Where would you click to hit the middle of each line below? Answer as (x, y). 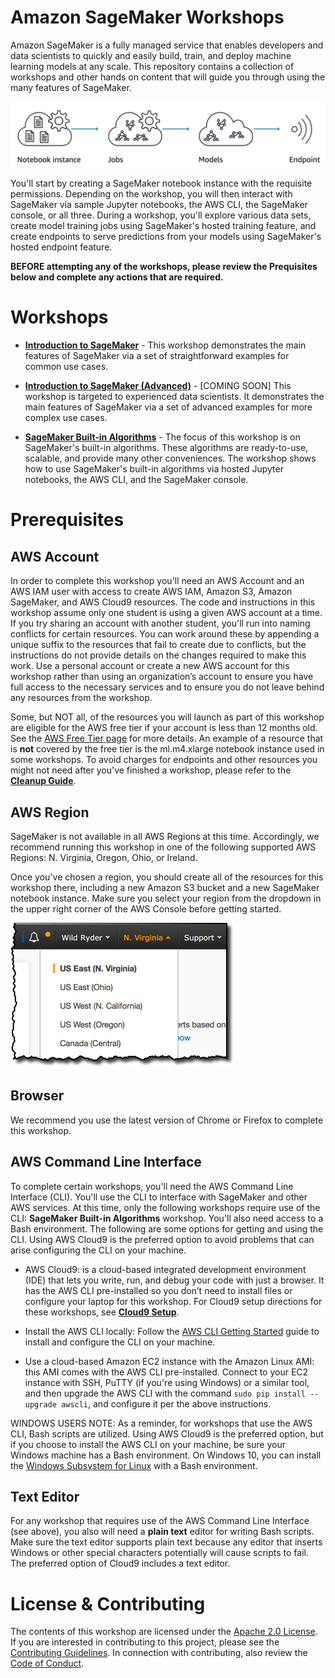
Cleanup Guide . (43, 781)
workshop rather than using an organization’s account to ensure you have (162, 677)
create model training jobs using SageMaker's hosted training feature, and (163, 226)
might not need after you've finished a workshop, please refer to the (151, 770)
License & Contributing (108, 1603)
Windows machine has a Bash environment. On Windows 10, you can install (166, 1455)
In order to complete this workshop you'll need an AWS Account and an (157, 581)
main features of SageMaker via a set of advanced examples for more (168, 407)
